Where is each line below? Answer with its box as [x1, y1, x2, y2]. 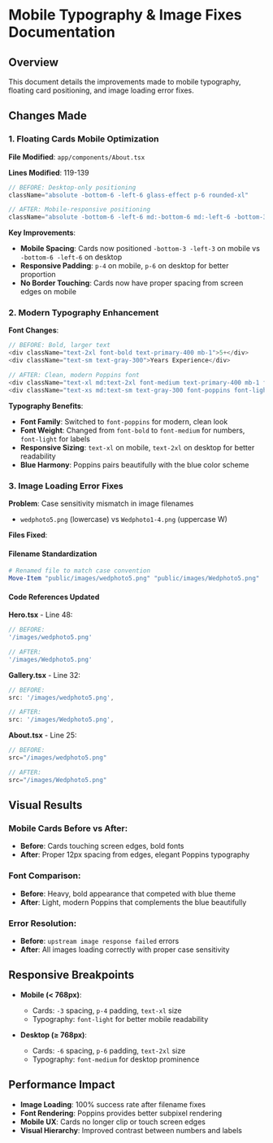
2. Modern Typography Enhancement [8, 307, 159, 319]
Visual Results [8, 798, 83, 812]
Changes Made [8, 109, 87, 123]
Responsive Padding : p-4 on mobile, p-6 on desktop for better [19, 261, 229, 271]
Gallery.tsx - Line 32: [8, 670, 81, 680]
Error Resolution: [8, 917, 77, 928]
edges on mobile [19, 287, 77, 297]
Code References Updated [8, 592, 100, 602]
